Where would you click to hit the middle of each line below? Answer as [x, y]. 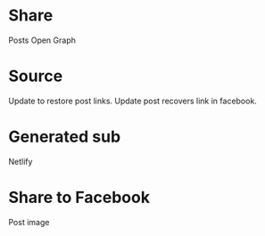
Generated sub [65, 137]
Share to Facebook [79, 198]
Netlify [21, 161]
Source [36, 76]
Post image [29, 222]
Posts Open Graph [42, 40]
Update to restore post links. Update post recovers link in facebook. [133, 101]
